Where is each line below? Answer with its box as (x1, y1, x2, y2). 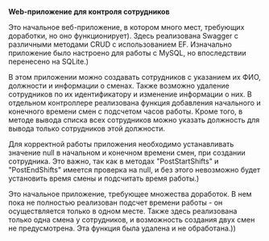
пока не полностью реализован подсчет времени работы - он (8, 197, 223, 207)
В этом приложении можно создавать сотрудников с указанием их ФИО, (8, 73, 262, 81)
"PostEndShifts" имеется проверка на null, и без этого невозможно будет (8, 165, 261, 174)
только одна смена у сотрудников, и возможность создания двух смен (8, 215, 255, 224)
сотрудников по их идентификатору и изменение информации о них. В (8, 89, 252, 99)
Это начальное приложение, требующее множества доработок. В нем (8, 189, 252, 198)
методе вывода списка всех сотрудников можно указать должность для (8, 115, 260, 124)
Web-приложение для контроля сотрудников (8, 7, 171, 16)
